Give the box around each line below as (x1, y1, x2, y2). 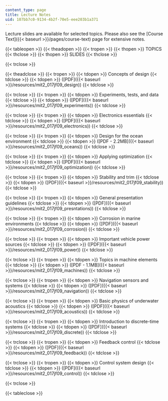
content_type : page (5, 7, 47, 13)
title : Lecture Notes (5, 12, 51, 17)
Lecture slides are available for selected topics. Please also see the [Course (5, 31, 163, 37)
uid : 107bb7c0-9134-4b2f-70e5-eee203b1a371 (5, 17, 99, 22)
